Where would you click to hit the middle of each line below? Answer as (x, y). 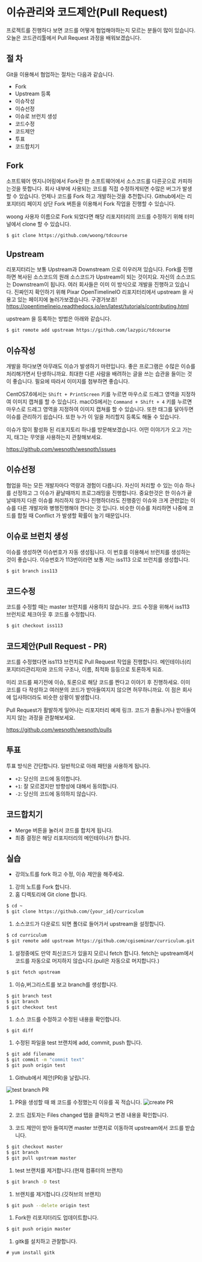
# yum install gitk (31, 1253)
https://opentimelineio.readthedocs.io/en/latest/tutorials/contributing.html (98, 306)
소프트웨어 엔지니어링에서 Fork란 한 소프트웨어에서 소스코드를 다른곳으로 (91, 181)
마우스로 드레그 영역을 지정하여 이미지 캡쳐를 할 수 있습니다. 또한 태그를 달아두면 (100, 409)
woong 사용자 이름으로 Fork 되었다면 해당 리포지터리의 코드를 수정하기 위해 (95, 216)
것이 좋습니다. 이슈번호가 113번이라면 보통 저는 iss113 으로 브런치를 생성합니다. (98, 559)
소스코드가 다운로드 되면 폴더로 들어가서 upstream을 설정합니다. (90, 924)
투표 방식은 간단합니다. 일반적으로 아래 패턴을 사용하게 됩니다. (78, 766)
